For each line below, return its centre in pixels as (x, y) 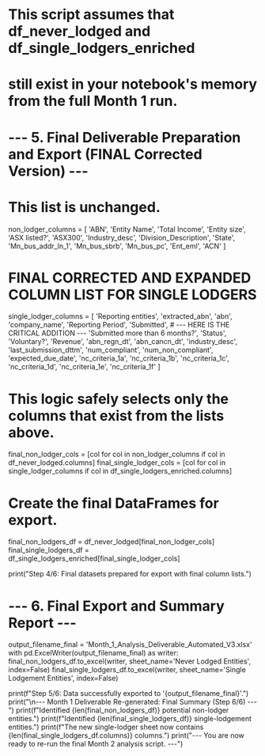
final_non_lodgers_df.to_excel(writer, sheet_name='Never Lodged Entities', (130, 661)
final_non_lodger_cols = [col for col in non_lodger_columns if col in (117, 454)
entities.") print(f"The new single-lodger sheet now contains (106, 727)
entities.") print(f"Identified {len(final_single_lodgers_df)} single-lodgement (130, 719)
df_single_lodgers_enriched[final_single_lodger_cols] (94, 558)
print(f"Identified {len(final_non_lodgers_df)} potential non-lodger (122, 710)
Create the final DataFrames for (114, 503)
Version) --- (48, 171)
